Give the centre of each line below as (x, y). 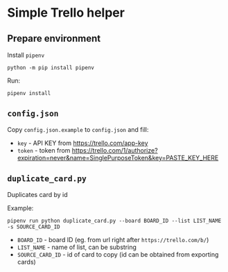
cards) (26, 262)
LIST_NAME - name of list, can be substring (77, 247)
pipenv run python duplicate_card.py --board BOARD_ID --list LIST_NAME (114, 221)
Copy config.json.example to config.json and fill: (78, 129)
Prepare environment (54, 39)
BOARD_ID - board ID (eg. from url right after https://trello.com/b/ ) (113, 239)
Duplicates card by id (37, 194)
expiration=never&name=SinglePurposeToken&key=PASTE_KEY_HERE (118, 158)
